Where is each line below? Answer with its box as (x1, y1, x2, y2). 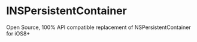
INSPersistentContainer (6, 4, 127, 18)
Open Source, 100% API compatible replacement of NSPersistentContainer (6, 24, 191, 31)
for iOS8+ (6, 30, 31, 37)
